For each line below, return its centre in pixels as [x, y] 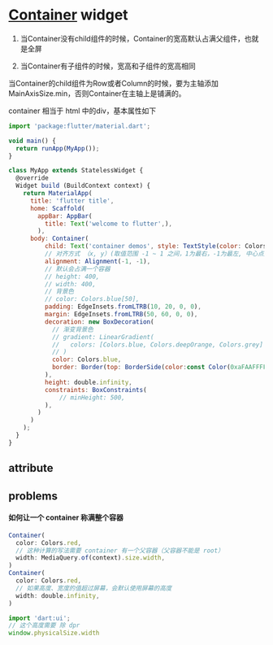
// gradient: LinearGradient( [103, 337]
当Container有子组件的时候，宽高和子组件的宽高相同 [108, 66]
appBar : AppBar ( [65, 216]
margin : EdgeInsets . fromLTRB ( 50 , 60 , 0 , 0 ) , [121, 315]
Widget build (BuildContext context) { [83, 186]
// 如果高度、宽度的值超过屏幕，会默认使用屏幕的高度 [94, 588]
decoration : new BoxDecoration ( [99, 322]
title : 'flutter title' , [72, 201]
